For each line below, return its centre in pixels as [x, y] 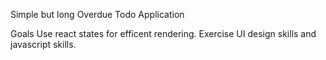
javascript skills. [43, 44]
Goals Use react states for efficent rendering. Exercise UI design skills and [163, 33]
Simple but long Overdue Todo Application [97, 14]
